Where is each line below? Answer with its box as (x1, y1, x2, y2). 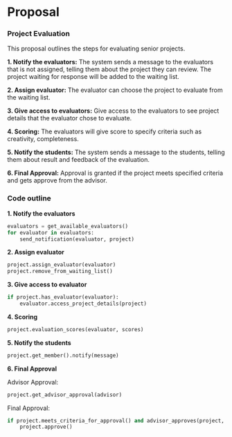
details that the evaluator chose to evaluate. (7, 114, 132, 122)
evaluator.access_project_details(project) (19, 300, 148, 308)
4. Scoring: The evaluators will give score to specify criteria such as (7, 127, 202, 136)
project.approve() (19, 423, 73, 431)
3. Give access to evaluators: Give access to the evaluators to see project (7, 106, 220, 115)
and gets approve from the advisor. (7, 176, 107, 185)
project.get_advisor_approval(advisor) (7, 391, 123, 398)
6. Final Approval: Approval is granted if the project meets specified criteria (7, 169, 224, 177)
